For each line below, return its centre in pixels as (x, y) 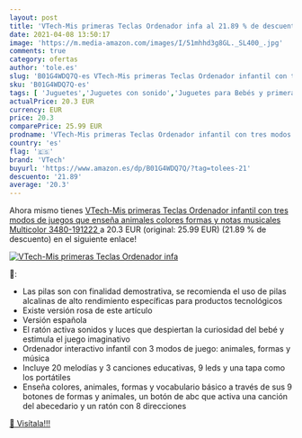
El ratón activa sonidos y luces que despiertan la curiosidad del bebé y (153, 330)
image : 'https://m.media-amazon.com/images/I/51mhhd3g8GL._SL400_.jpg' (146, 43)
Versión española (54, 320)
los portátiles (46, 378)
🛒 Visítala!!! (30, 424)
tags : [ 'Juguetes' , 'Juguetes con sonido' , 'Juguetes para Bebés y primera (152, 93)
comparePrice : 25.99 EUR (56, 127)
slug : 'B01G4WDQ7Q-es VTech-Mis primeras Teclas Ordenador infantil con (148, 76)
